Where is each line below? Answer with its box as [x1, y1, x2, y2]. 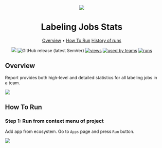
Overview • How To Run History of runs [42, 37, 122, 43]
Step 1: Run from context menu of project [5, 118, 104, 125]
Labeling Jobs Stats [41, 21, 123, 33]
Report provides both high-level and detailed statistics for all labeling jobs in [5, 74, 157, 80]
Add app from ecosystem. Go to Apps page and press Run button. [5, 129, 135, 134]
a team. [5, 80, 20, 86]
